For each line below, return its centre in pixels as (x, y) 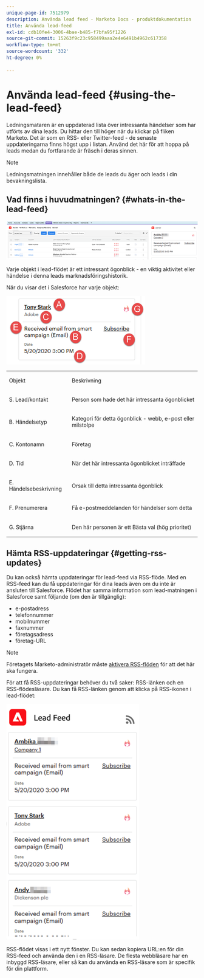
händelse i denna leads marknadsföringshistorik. (67, 276)
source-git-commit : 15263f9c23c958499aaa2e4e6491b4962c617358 (87, 39)
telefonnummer (34, 615)
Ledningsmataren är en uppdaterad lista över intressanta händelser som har (101, 125)
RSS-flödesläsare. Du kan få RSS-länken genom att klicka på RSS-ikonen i (99, 689)
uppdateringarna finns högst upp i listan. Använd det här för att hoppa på (98, 144)
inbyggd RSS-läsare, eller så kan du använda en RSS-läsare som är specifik (101, 962)
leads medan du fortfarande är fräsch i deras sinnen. (72, 150)
